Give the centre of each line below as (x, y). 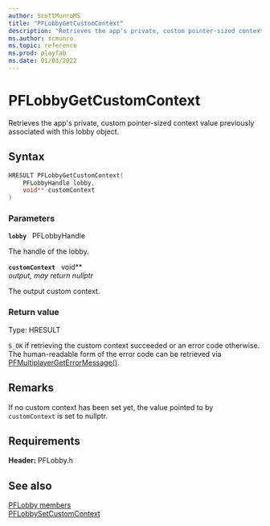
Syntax (27, 157)
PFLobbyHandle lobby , (59, 183)
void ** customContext (59, 190)
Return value (34, 313)
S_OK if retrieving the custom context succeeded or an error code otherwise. (134, 345)
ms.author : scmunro (41, 38)
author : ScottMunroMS (45, 16)
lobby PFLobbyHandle (47, 236)
